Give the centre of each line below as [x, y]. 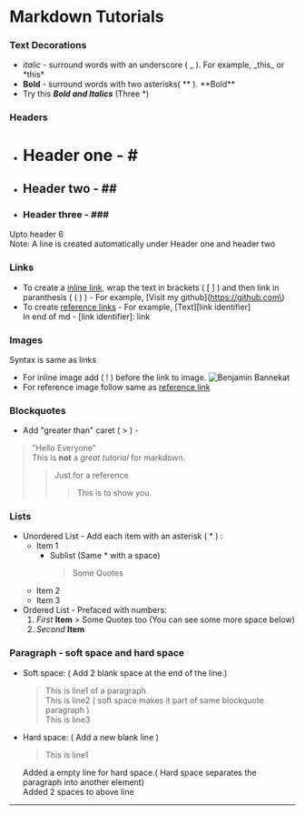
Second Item [60, 629]
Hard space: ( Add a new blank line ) [90, 737]
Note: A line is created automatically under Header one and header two [143, 244]
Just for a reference [91, 476]
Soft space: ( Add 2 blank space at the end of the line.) [125, 673]
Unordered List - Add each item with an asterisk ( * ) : [123, 536]
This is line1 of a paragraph [96, 690]
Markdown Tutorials [87, 17]
